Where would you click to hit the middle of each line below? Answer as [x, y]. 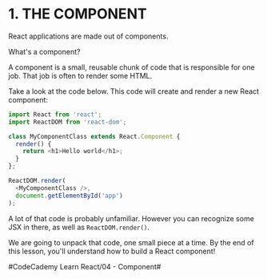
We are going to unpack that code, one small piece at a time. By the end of [131, 242]
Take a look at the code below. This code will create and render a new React [134, 91]
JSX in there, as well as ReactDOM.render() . [79, 227]
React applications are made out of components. [88, 36]
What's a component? [44, 51]
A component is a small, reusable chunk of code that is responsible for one [132, 67]
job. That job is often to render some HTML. [80, 75]
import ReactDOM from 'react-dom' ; [68, 122]
